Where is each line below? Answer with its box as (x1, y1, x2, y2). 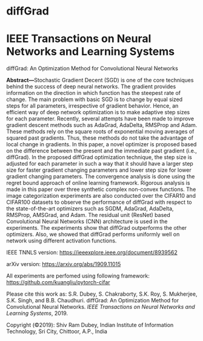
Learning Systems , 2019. (6, 310, 68, 317)
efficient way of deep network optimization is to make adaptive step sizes (6, 109, 190, 116)
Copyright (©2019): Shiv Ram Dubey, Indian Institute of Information (6, 322, 174, 329)
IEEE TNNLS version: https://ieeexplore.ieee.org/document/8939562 (6, 249, 178, 256)
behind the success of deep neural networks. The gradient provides (6, 83, 176, 90)
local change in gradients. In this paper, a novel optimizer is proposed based (6, 141, 197, 148)
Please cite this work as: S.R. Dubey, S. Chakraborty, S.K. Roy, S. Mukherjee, (6, 290, 198, 297)
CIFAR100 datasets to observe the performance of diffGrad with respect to (6, 198, 192, 206)
